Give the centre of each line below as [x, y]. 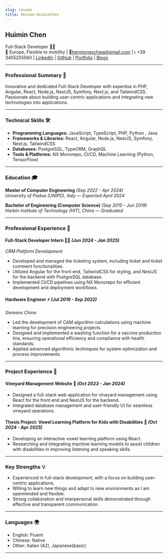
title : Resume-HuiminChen [32, 15]
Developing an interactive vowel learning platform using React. [77, 438]
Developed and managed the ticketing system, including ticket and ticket [87, 261]
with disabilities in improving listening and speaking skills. [72, 449]
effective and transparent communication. [55, 504]
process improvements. [37, 354]
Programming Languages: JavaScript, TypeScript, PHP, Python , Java [85, 133]
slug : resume [19, 10]
